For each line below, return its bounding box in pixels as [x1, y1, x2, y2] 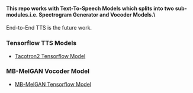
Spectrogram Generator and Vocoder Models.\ [38, 11, 156, 18]
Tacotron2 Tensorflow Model [14, 52, 86, 59]
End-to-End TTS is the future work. [6, 24, 92, 31]
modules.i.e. [6, 11, 38, 18]
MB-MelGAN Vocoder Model [6, 67, 90, 75]
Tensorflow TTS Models [6, 39, 77, 47]
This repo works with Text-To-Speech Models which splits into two [6, 5, 175, 12]
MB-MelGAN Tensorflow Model [14, 81, 92, 88]
